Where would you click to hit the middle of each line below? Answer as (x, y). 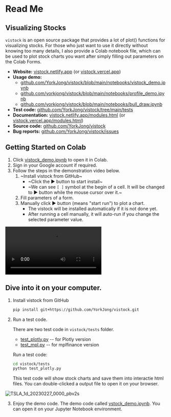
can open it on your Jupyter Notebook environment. (67, 409)
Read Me (24, 9)
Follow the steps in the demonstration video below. (66, 170)
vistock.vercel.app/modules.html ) (48, 120)
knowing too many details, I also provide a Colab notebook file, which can (83, 51)
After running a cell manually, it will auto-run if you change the (94, 214)
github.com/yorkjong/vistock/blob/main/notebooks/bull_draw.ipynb (91, 104)
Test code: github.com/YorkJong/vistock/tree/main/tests (73, 110)
